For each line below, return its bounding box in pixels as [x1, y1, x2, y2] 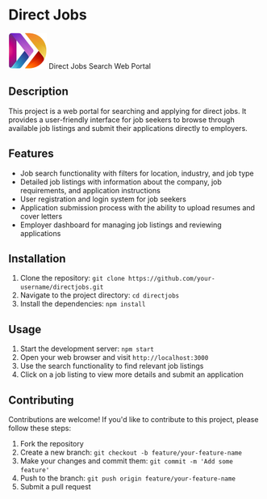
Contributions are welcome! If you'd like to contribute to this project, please [8, 415, 259, 424]
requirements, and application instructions [19, 185, 161, 195]
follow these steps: [8, 423, 71, 433]
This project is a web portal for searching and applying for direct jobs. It [8, 106, 247, 116]
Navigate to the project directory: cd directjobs [19, 290, 180, 300]
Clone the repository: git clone [19, 273, 125, 283]
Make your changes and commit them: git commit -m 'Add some [19, 456, 234, 466]
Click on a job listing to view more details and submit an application [19, 370, 244, 379]
